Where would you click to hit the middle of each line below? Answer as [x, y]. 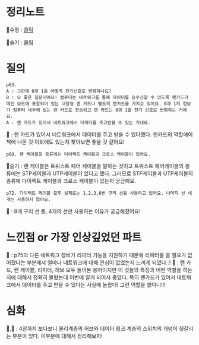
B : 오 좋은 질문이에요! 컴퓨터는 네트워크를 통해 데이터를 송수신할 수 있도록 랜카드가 [97, 97]
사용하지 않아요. [34, 200]
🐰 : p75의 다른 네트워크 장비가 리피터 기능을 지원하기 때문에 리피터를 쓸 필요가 [96, 255]
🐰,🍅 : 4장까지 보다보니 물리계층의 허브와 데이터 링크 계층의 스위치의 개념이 [92, 328]
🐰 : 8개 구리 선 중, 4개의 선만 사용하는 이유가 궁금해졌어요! [73, 211]
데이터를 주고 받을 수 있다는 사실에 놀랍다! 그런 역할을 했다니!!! [94, 284]
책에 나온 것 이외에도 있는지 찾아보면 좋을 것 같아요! [65, 142]
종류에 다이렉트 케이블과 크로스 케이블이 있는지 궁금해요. [71, 181]
